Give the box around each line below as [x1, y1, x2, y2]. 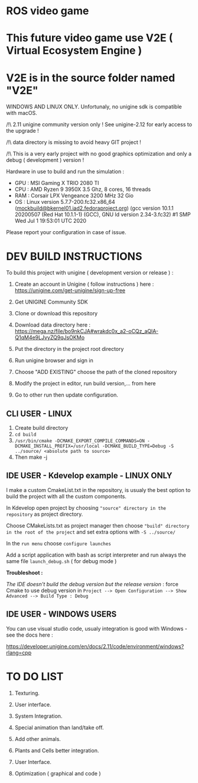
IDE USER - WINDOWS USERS [6, 609, 117, 619]
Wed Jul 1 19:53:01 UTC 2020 [14, 218, 87, 225]
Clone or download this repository [14, 310, 98, 317]
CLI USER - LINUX [6, 408, 73, 418]
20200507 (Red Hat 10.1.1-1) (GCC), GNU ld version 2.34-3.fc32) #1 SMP [14, 211, 191, 218]
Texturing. [14, 689, 40, 696]
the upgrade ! [6, 127, 40, 135]
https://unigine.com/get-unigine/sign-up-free [14, 287, 126, 294]
